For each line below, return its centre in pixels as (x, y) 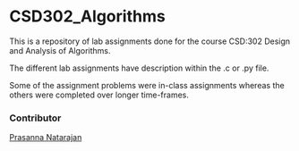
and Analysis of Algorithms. (60, 50)
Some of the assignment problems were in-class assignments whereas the (147, 85)
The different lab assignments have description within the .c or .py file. (139, 68)
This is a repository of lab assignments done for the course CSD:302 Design (150, 41)
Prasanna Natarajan (46, 138)
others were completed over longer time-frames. (99, 95)
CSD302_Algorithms (87, 17)
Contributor (35, 118)
